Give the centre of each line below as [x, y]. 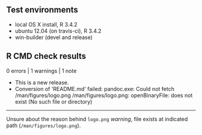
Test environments [42, 10]
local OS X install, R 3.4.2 [46, 24]
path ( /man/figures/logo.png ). [44, 125]
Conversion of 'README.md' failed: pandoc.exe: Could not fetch [94, 89]
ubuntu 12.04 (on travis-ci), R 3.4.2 [58, 31]
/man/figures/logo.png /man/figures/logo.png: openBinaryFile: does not [104, 95]
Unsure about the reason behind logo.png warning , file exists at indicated [97, 119]
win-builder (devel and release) [54, 37]
